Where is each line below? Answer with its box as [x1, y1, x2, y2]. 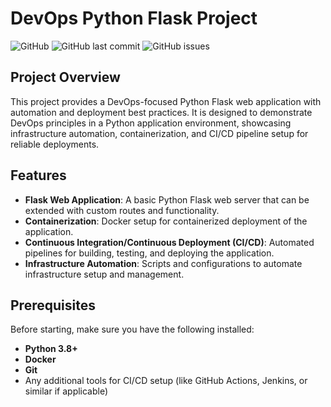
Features [10, 167, 67, 184]
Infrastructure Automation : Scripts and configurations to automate [24, 257, 303, 269]
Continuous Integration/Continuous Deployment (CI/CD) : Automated [24, 236, 315, 248]
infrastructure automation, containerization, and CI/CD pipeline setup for [10, 127, 309, 139]
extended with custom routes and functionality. [24, 204, 220, 216]
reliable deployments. [10, 138, 100, 150]
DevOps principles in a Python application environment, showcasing [10, 117, 292, 129]
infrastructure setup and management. [24, 268, 185, 280]
